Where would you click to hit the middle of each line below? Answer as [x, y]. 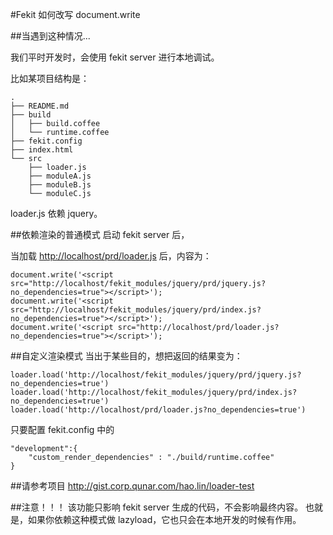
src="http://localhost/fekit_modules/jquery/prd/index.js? [136, 310]
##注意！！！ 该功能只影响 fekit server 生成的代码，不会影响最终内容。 [157, 507]
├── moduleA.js [60, 176]
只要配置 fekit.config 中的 [62, 429]
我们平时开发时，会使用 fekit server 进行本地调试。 [115, 57]
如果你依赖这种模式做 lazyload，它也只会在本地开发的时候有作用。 [164, 519]
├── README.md [40, 106]
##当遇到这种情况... [50, 36]
